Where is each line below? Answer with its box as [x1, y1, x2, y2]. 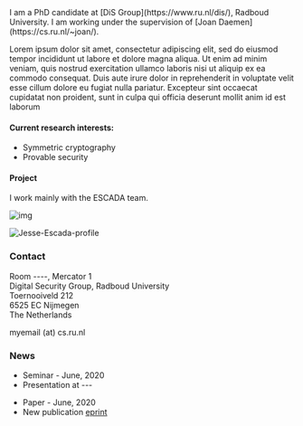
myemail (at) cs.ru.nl [9, 327, 86, 337]
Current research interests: [9, 122, 115, 133]
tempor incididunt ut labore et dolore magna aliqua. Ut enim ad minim [9, 53, 268, 64]
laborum [9, 101, 41, 112]
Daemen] [218, 16, 253, 27]
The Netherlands [9, 309, 72, 320]
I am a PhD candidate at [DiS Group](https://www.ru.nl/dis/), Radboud [9, 7, 270, 17]
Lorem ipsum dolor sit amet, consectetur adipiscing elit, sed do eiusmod [9, 43, 279, 54]
